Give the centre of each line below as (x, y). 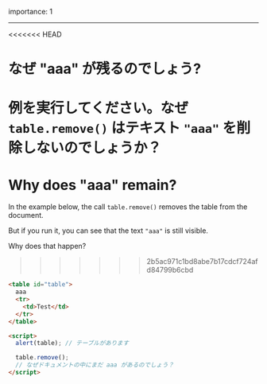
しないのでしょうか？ (92, 148)
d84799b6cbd (170, 270)
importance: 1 (31, 12)
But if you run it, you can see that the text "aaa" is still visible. (108, 231)
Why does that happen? (47, 246)
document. (26, 215)
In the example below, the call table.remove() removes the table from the (128, 207)
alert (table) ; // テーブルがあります (72, 343)
